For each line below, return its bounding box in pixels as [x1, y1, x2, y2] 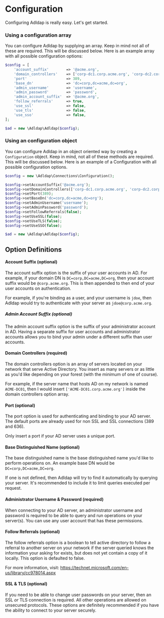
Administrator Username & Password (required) [5, 497, 104, 502]
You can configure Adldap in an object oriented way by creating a [5, 148, 137, 154]
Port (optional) [5, 402, 36, 408]
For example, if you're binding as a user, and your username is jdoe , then [5, 295, 152, 300]
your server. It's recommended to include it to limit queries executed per [5, 480, 150, 486]
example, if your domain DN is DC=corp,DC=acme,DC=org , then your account [5, 275, 154, 281]
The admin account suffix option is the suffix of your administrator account [5, 323, 156, 329]
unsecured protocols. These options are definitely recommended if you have [5, 602, 160, 608]
